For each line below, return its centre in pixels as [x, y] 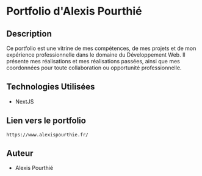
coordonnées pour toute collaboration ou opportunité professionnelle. [94, 68]
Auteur [20, 153]
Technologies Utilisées [51, 87]
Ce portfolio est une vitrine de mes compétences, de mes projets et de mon [101, 48]
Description [29, 34]
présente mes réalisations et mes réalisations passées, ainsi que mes [93, 61]
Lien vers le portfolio [46, 121]
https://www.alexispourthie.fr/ [47, 135]
